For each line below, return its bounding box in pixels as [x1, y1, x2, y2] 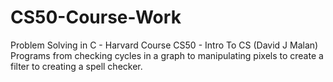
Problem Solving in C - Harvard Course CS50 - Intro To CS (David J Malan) [10, 39, 319, 51]
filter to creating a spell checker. [10, 60, 143, 72]
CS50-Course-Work [10, 6, 182, 29]
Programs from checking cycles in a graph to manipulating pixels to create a [10, 49, 324, 61]
